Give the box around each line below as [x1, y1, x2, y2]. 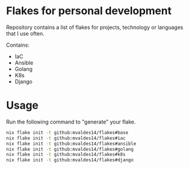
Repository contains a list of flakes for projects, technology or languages [6, 24, 184, 31]
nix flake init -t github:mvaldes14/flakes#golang [6, 146, 134, 152]
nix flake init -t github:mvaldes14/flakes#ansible [6, 141, 136, 147]
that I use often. [6, 30, 44, 37]
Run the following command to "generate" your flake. [6, 118, 136, 125]
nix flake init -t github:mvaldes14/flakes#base [6, 129, 129, 135]
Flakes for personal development [6, 4, 172, 18]
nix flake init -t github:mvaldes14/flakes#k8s [6, 152, 126, 158]
